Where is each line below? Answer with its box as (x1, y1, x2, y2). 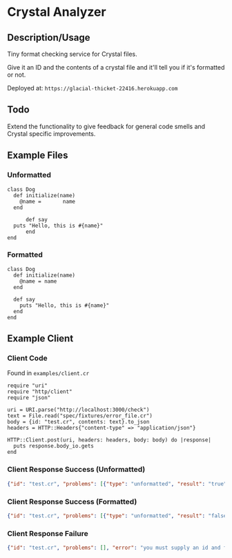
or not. (7, 70, 26, 79)
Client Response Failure (7, 528, 88, 538)
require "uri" (7, 382, 48, 390)
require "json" (7, 395, 51, 401)
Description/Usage (7, 32, 90, 43)
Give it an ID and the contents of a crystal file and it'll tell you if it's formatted (7, 63, 225, 71)
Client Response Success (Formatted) (7, 497, 137, 506)
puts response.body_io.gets (13, 443, 95, 450)
